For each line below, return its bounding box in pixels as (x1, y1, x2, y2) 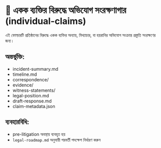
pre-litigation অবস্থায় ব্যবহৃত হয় (12, 131, 65, 137)
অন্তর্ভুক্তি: (5, 53, 25, 61)
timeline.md (12, 71, 37, 77)
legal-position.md (12, 92, 49, 98)
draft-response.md (12, 98, 52, 104)
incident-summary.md (12, 66, 59, 72)
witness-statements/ (12, 87, 55, 93)
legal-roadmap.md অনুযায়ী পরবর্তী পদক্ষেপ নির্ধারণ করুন (12, 136, 101, 142)
